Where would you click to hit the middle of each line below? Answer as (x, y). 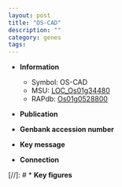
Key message (42, 145)
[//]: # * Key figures (40, 175)
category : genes (35, 37)
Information (39, 67)
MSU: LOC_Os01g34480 (70, 90)
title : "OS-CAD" (35, 23)
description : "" (35, 30)
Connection (39, 160)
